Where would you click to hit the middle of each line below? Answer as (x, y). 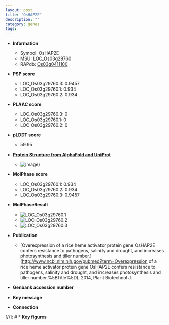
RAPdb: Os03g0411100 (44, 64)
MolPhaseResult (30, 205)
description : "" (22, 19)
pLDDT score (27, 135)
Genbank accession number (43, 287)
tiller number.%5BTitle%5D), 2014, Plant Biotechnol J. (76, 278)
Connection (25, 307)
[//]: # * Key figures (26, 317)
